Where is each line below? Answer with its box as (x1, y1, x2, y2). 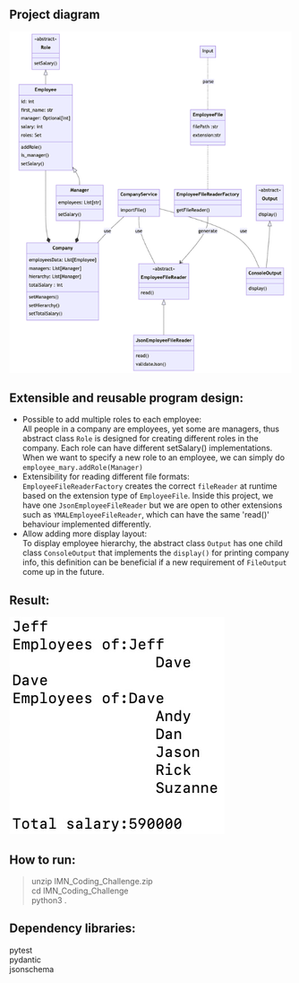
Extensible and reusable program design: (9, 390, 244, 405)
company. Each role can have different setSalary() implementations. (21, 443, 273, 454)
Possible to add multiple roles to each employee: (21, 414, 202, 425)
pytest (9, 944, 33, 955)
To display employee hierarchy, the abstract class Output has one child (21, 538, 284, 549)
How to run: (9, 852, 76, 867)
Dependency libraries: (9, 921, 136, 936)
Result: (9, 592, 50, 608)
